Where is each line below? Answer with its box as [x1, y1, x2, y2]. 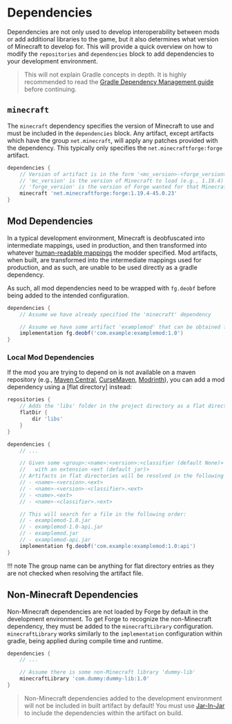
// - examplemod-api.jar [19, 536, 91, 543]
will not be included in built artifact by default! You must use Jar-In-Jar [23, 701, 225, 710]
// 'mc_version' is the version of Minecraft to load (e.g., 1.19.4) [19, 177, 224, 184]
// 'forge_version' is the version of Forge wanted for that [19, 184, 199, 190]
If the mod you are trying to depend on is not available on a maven [7, 368, 196, 377]
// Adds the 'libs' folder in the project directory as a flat [19, 402, 206, 410]
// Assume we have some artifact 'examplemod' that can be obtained [19, 323, 221, 331]
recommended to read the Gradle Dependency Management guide [23, 77, 214, 86]
